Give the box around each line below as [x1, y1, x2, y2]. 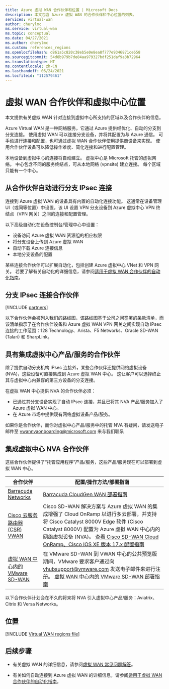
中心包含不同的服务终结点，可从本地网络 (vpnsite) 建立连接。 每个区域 [15, 161, 161, 167]
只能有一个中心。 [5, 167, 41, 174]
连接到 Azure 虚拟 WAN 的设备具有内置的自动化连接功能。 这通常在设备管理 [5, 198, 162, 204]
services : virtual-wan [5, 17, 53, 22]
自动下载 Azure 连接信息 [12, 245, 63, 251]
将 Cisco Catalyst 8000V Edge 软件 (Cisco [43, 518, 143, 525]
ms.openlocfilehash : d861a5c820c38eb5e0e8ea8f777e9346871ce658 [5, 50, 141, 55]
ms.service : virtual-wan [5, 26, 57, 31]
